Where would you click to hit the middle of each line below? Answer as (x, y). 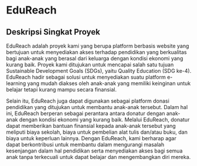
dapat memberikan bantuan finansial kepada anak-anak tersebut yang (91, 126)
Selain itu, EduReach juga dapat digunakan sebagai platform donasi (88, 101)
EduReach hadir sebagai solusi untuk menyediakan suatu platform (86, 77)
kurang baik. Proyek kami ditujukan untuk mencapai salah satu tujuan (90, 65)
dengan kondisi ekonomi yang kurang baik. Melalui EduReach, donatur (104, 120)
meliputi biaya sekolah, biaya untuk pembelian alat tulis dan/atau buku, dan (97, 132)
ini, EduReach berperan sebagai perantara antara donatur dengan (86, 113)
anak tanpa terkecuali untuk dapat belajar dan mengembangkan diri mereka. (98, 157)
